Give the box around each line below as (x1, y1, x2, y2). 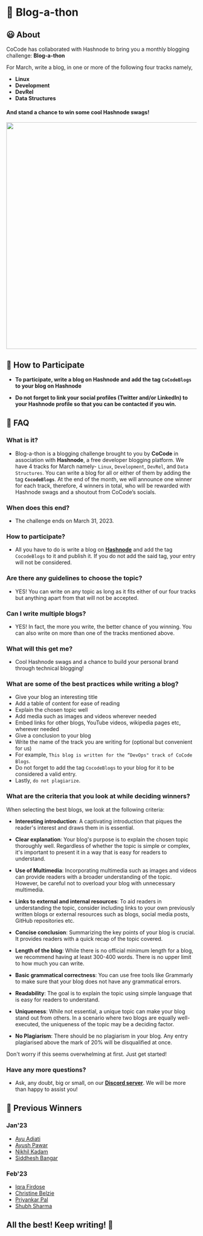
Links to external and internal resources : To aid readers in (14, 897, 162, 905)
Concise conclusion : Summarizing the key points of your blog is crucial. (14, 928, 195, 936)
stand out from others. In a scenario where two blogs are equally (14, 1014, 176, 1021)
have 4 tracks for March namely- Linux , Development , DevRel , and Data (14, 463, 188, 470)
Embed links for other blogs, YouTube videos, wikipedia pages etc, (14, 719, 181, 726)
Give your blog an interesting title (14, 694, 98, 701)
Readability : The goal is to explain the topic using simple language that (14, 989, 192, 997)
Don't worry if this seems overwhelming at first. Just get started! (6, 1050, 167, 1058)
